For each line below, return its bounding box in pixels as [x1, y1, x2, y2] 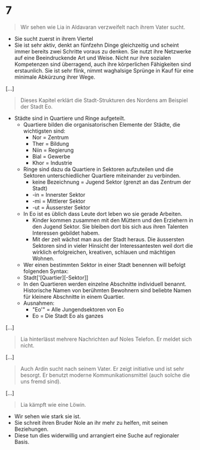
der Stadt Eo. [20, 103, 53, 110]
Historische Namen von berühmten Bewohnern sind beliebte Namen [23, 286, 192, 294]
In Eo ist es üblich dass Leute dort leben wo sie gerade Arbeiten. [23, 210, 183, 217]
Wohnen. [32, 254, 54, 262]
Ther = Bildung [32, 140, 69, 147]
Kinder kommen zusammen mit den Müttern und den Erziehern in [32, 217, 194, 224]
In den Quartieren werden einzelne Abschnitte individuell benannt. [23, 280, 187, 287]
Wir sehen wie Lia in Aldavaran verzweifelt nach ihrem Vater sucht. [20, 23, 186, 31]
